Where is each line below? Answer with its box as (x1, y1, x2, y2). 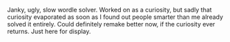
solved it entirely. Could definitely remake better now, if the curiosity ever (7, 20, 215, 28)
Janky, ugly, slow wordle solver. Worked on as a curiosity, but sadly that (7, 6, 212, 14)
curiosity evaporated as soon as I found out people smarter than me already (7, 13, 223, 21)
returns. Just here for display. (7, 27, 91, 35)
